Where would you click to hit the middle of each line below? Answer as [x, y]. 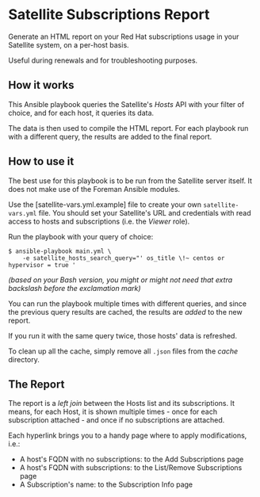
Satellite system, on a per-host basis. [69, 44]
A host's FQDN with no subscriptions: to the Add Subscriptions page [132, 459]
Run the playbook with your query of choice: [81, 236]
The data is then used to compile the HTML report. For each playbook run [128, 128]
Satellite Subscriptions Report [109, 15]
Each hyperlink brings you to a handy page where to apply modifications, [128, 436]
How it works [41, 85]
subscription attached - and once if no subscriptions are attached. [117, 420]
